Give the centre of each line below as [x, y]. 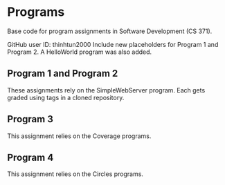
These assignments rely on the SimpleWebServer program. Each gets [106, 90]
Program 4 [30, 157]
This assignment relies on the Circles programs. [75, 174]
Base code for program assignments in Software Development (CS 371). [110, 31]
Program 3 [30, 119]
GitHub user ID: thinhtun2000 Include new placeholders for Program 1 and [113, 44]
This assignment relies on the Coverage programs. [79, 136]
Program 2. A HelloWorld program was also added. [80, 52]
